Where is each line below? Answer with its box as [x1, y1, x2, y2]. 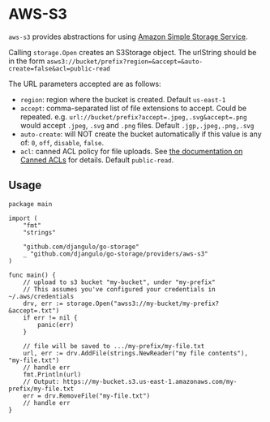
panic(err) [37, 321, 75, 329]
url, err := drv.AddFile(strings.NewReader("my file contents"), [23, 349, 249, 357]
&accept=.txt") [8, 306, 60, 315]
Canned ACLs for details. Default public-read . [19, 155, 174, 165]
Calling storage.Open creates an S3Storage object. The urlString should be [8, 47, 257, 57]
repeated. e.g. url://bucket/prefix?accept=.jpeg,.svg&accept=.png [19, 111, 247, 122]
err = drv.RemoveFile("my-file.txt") [23, 391, 151, 400]
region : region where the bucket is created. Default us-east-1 [19, 94, 226, 104]
